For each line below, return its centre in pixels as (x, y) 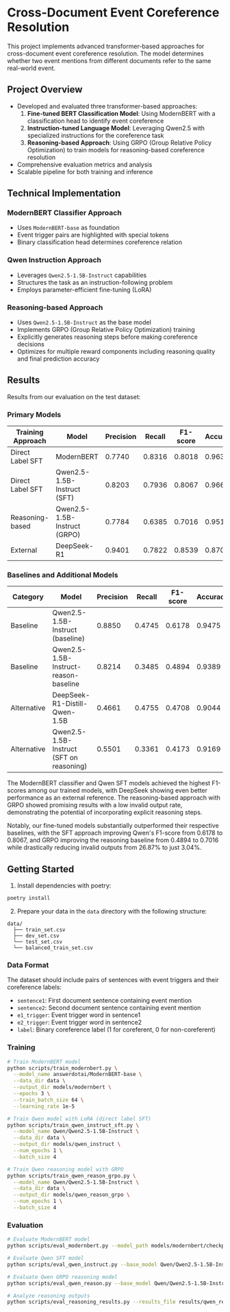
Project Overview (45, 90)
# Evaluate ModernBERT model (49, 1239)
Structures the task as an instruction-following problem (95, 282)
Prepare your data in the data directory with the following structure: (112, 911)
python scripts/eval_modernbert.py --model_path (78, 1246)
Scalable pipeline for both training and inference (85, 171)
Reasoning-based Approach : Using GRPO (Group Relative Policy (119, 143)
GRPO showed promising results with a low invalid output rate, (95, 805)
